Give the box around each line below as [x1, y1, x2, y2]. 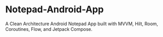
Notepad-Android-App [5, 4, 104, 15]
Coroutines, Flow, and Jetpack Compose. [5, 26, 93, 32]
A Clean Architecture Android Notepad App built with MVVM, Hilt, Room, [5, 21, 158, 27]
